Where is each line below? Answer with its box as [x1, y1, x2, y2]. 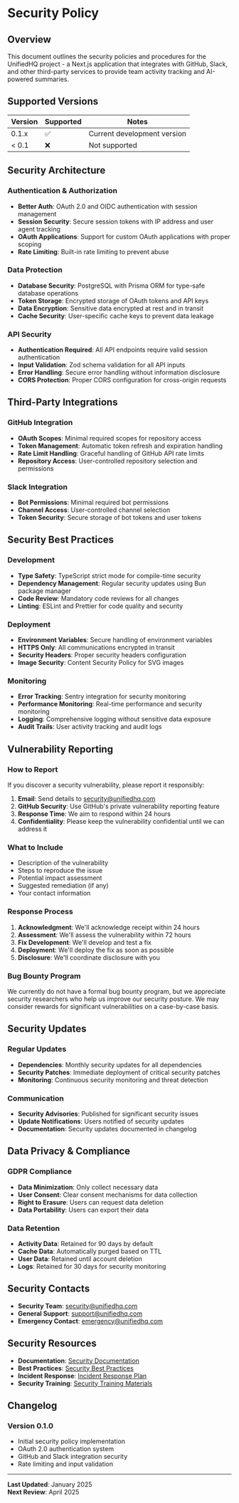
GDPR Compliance [7, 1166, 73, 1176]
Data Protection [7, 265, 63, 275]
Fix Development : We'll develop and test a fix [17, 938, 152, 946]
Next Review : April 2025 [7, 1488, 80, 1497]
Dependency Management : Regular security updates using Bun [17, 579, 206, 587]
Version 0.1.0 [7, 1420, 53, 1430]
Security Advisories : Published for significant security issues [17, 1109, 199, 1118]
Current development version [88, 128, 186, 138]
